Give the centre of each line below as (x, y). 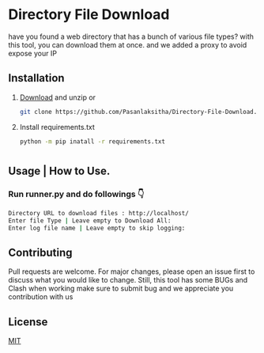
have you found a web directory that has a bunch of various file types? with (131, 36)
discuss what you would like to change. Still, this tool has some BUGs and (128, 280)
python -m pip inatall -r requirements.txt (92, 141)
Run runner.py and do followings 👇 (76, 194)
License (28, 322)
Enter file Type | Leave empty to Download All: (90, 220)
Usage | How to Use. (59, 171)
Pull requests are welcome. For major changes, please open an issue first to (132, 271)
